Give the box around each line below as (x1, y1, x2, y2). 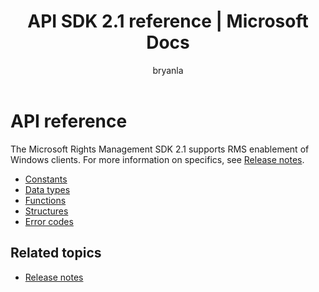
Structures (24, 205, 69, 217)
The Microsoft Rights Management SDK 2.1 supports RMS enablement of (10, 143, 310, 155)
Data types (24, 183, 71, 195)
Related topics (10, 245, 102, 262)
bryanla (152, 64, 184, 76)
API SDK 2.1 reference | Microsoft (27, 10, 309, 33)
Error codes (24, 215, 74, 227)
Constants (24, 173, 68, 185)
